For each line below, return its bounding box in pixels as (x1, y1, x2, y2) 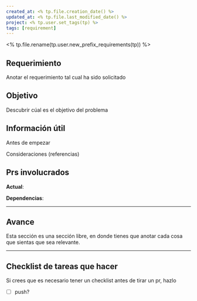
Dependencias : (6, 195, 44, 202)
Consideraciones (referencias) (6, 150, 80, 158)
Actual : (6, 183, 25, 190)
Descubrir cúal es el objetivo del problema (6, 106, 108, 113)
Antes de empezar (6, 139, 51, 146)
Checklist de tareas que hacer (6, 261, 118, 271)
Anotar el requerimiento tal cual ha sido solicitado (6, 74, 126, 81)
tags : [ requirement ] (6, 25, 57, 31)
